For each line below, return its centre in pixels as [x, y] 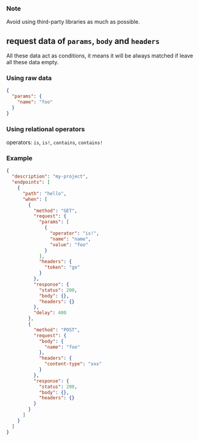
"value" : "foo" [69, 245]
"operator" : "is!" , [74, 233]
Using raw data [29, 78]
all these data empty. [33, 62]
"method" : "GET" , [55, 211]
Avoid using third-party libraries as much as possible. [73, 22]
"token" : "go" [62, 268]
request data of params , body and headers [83, 41]
